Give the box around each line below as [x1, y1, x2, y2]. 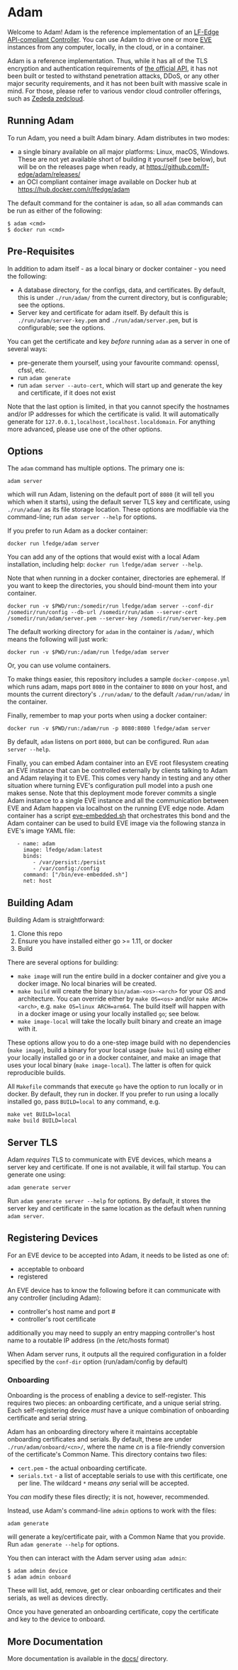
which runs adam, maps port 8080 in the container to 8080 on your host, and [7, 682, 228, 691]
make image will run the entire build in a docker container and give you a [17, 972, 226, 981]
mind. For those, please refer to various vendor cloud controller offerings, [7, 87, 222, 95]
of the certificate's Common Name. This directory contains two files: [7, 1450, 208, 1459]
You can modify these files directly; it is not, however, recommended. [7, 1493, 210, 1501]
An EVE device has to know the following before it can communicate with [7, 1286, 221, 1294]
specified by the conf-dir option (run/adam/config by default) [7, 1357, 188, 1366]
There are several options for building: [7, 958, 119, 967]
